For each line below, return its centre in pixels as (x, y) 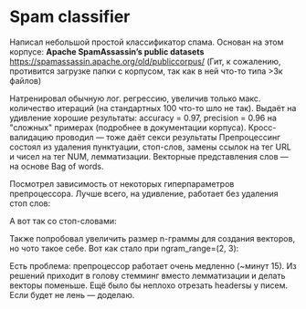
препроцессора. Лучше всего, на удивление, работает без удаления (144, 193)
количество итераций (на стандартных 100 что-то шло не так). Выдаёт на (153, 108)
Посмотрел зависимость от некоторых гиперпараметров (122, 183)
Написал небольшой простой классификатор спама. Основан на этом (147, 42)
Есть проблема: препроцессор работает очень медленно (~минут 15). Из (153, 265)
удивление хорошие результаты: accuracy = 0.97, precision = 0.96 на (143, 118)
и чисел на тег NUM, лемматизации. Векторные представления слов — (149, 156)
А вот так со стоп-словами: (63, 221)
